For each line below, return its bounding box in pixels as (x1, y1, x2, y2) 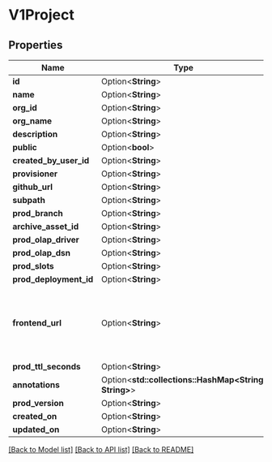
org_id (12, 102, 38, 113)
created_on (12, 411, 57, 421)
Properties (8, 38, 63, 52)
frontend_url (12, 317, 62, 328)
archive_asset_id (12, 221, 79, 232)
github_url (12, 181, 53, 192)
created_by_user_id (12, 155, 90, 166)
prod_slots (12, 261, 54, 271)
